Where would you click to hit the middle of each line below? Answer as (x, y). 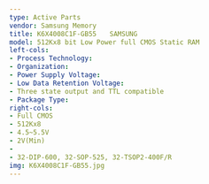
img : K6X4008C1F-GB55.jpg (57, 165)
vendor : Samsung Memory (53, 26)
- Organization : (39, 67)
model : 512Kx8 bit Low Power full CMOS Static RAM (104, 42)
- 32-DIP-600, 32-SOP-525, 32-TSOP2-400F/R (91, 157)
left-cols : (29, 50)
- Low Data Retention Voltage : (67, 83)
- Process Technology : (51, 58)
